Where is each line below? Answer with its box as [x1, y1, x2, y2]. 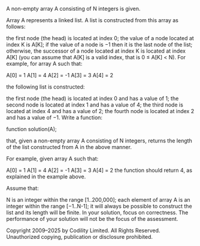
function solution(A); [6, 126, 57, 132]
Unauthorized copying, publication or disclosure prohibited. [6, 233, 153, 240]
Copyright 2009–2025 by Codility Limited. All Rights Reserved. [6, 227, 160, 234]
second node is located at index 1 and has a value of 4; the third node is [6, 101, 184, 108]
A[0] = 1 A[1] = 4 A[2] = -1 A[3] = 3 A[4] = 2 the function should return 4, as [6, 167, 193, 174]
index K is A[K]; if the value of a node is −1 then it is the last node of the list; [6, 41, 193, 48]
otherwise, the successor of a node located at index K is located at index [6, 47, 186, 54]
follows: [6, 23, 26, 30]
